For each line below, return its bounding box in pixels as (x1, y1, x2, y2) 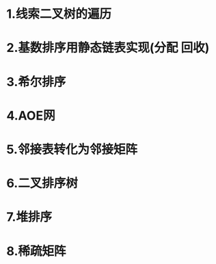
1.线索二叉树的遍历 (6, 6, 112, 22)
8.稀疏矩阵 (6, 243, 66, 259)
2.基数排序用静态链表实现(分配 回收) (6, 40, 210, 55)
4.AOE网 (6, 107, 55, 123)
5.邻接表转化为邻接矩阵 (6, 142, 138, 157)
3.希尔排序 (6, 74, 66, 90)
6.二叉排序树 (6, 176, 78, 192)
